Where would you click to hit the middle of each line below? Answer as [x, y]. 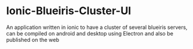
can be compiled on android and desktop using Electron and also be [90, 33]
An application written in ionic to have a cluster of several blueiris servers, [97, 27]
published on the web [33, 40]
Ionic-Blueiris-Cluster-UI [69, 11]
